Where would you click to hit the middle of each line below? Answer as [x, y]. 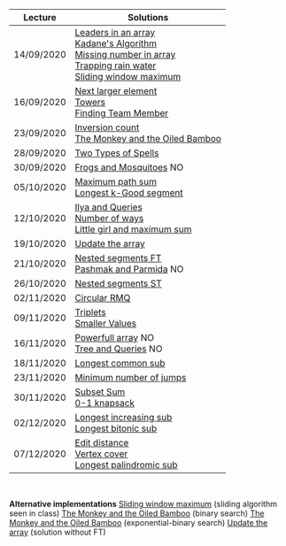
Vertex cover [101, 454]
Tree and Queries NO [119, 349]
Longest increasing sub [124, 417]
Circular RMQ [103, 298]
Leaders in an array [115, 32]
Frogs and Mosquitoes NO [129, 167]
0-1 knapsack [105, 403]
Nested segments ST [118, 284]
